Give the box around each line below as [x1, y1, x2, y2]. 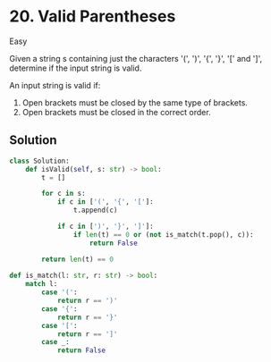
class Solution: [9, 156, 70, 165]
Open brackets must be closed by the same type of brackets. [21, 97, 249, 108]
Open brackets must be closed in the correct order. [21, 106, 212, 117]
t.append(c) [72, 206, 118, 215]
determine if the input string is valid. [9, 63, 142, 73]
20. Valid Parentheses [9, 6, 176, 27]
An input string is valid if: [9, 80, 101, 90]
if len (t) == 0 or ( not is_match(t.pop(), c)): [72, 230, 254, 239]
